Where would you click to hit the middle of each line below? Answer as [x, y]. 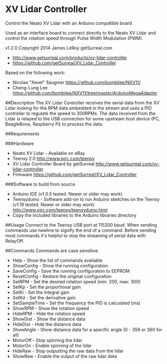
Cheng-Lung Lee [30, 87]
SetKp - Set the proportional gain [47, 287]
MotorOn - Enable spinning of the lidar [52, 345]
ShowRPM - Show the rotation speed [51, 308]
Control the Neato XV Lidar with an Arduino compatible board [68, 23]
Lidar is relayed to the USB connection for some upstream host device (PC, [83, 118]
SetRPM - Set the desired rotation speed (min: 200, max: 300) [76, 281]
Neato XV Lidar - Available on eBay [49, 153]
